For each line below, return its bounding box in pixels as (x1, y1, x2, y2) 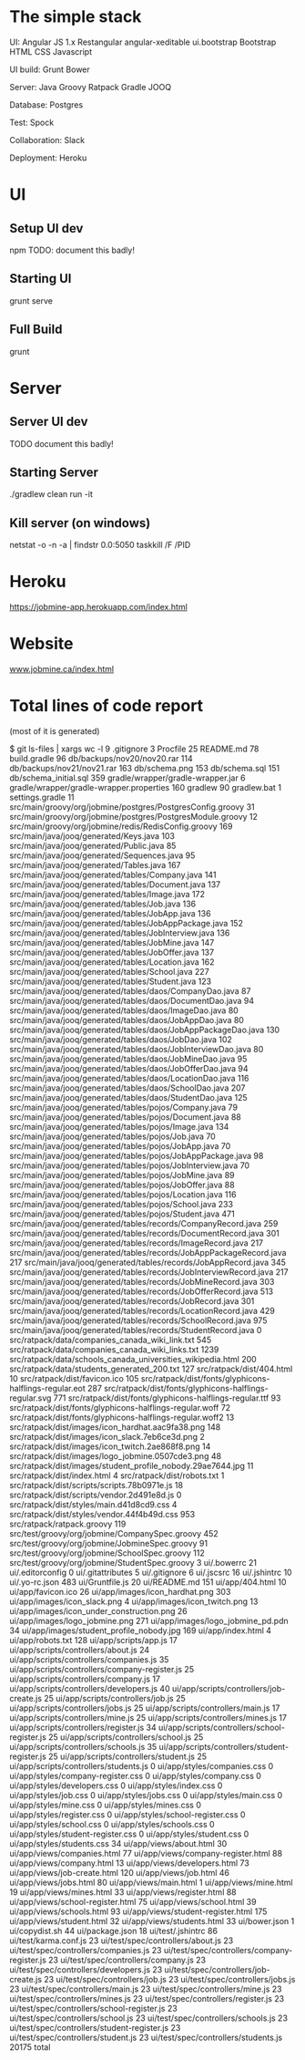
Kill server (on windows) (9, 515, 151, 531)
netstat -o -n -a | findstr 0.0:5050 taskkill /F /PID (9, 540, 191, 551)
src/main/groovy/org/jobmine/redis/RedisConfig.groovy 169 (9, 821, 233, 832)
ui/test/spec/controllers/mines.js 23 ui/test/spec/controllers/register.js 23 (9, 1993, 285, 2003)
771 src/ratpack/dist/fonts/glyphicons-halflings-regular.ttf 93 (53, 1392, 281, 1403)
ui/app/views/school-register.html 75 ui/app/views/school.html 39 (9, 1897, 257, 1907)
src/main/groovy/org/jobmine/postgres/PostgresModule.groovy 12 (9, 812, 258, 822)
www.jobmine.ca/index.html (9, 664, 115, 675)
